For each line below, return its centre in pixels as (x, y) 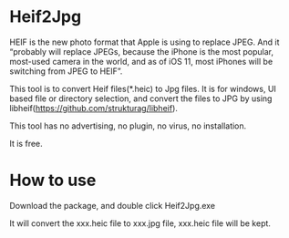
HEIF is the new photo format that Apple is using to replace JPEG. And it (144, 42)
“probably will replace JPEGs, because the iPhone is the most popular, (141, 51)
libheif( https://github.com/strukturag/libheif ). (93, 108)
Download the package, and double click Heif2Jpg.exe (113, 205)
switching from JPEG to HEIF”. (66, 71)
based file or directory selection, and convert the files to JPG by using (141, 98)
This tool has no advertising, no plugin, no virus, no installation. (128, 126)
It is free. (26, 143)
